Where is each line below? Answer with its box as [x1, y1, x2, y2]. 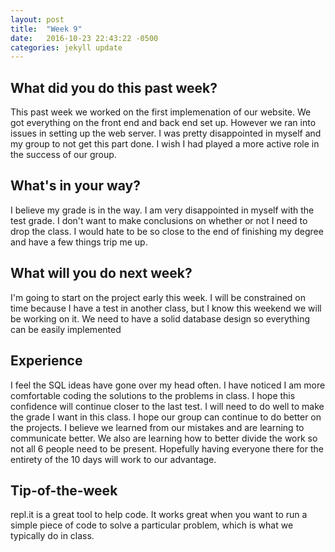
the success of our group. [10, 149, 117, 161]
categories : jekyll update [10, 42, 123, 53]
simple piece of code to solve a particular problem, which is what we [10, 519, 294, 531]
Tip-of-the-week [10, 482, 118, 499]
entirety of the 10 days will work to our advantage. [10, 453, 217, 465]
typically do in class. [10, 530, 95, 542]
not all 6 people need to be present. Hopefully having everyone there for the [10, 442, 324, 455]
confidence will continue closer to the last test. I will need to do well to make [10, 400, 325, 412]
